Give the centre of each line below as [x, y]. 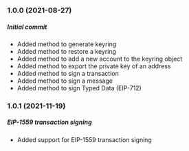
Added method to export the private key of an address [94, 66]
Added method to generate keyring [67, 44]
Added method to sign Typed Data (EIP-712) [79, 88]
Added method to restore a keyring [67, 51]
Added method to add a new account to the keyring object [100, 59]
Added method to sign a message [65, 81]
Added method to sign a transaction [68, 73]
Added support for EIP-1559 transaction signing [85, 139]
